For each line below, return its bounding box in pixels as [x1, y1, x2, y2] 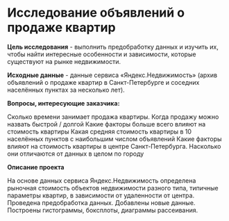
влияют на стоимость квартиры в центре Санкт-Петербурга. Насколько [7, 142, 221, 150]
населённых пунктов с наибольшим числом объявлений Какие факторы [7, 134, 222, 143]
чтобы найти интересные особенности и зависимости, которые [7, 50, 196, 58]
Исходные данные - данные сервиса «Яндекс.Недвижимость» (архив [7, 71, 217, 79]
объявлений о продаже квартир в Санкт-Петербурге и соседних [7, 78, 200, 86]
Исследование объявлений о [7, 5, 185, 21]
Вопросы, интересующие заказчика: [7, 99, 120, 107]
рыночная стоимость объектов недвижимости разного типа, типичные [7, 183, 219, 192]
